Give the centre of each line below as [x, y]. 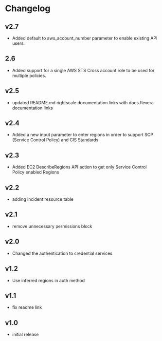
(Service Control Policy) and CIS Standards [55, 140]
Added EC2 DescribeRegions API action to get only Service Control [79, 167]
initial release [25, 335]
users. [18, 43]
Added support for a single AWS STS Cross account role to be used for [83, 70]
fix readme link [27, 307]
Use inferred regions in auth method [48, 280]
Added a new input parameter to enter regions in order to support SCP [82, 135]
